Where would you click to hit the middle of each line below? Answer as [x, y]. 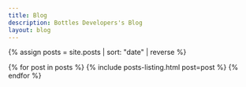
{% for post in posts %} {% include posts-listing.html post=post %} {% [123, 67]
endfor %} [25, 76]
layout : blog [30, 30]
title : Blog [28, 15]
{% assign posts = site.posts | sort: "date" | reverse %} [97, 53]
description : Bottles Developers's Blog [76, 23]
